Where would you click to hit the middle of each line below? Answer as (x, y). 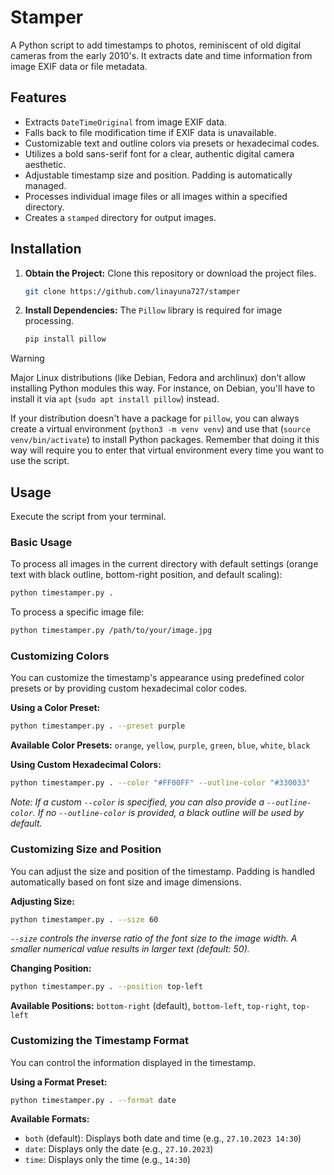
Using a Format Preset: (59, 1082)
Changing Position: (51, 968)
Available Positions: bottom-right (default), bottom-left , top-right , (150, 1006)
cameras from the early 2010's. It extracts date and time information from (161, 55)
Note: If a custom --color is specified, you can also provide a (137, 802)
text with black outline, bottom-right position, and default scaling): (146, 575)
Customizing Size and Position (86, 849)
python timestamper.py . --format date (93, 1100)
